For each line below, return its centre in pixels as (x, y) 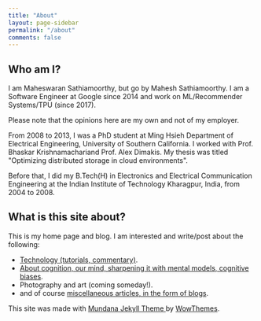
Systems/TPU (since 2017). (52, 105)
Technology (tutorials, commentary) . (79, 260)
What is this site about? (67, 217)
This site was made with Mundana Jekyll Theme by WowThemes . (114, 308)
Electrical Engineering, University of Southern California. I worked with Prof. (131, 144)
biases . (31, 276)
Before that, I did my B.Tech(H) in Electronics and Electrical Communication (130, 176)
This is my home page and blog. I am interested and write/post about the (126, 236)
